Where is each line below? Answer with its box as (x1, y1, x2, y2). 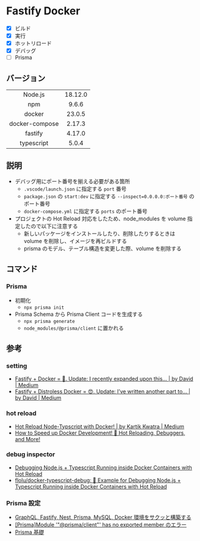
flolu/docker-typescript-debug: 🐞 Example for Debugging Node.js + (14, 477, 181, 484)
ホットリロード (14, 40, 52, 47)
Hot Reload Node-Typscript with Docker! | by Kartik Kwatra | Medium (14, 423, 184, 430)
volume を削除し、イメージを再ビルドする (23, 237, 127, 244)
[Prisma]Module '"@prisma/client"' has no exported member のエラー (14, 521, 187, 528)
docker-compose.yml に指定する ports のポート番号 (23, 207, 148, 214)
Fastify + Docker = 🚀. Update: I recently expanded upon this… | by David (14, 375, 193, 383)
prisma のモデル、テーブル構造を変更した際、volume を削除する (23, 245, 182, 252)
